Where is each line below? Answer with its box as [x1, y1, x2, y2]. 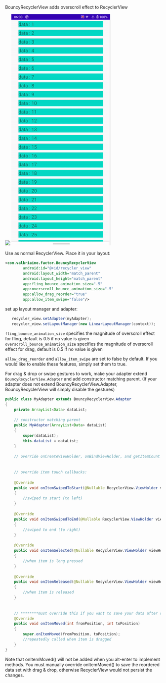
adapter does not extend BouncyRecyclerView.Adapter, [5, 381, 118, 387]
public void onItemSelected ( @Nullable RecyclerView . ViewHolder [14, 548, 147, 553]
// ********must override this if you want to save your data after [14, 611, 158, 616]
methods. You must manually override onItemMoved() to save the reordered [5, 661, 160, 668]
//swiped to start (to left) [23, 496, 83, 501]
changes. [5, 672, 24, 678]
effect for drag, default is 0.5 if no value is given [5, 346, 103, 352]
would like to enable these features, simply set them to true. [5, 361, 127, 367]
